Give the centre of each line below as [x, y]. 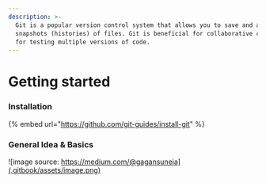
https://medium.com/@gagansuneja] [120, 162]
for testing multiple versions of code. [83, 42]
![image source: [34, 162]
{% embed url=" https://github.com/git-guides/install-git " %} [106, 124]
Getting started [59, 82]
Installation [30, 107]
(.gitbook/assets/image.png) [55, 170]
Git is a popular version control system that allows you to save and [134, 25]
